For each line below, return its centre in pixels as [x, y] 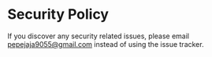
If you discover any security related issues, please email [99, 36]
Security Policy [58, 14]
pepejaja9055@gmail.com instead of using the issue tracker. [106, 44]
